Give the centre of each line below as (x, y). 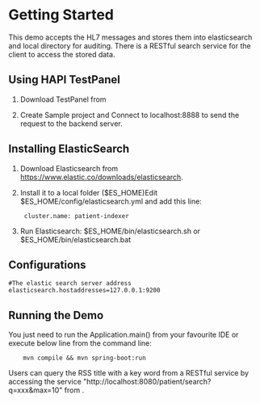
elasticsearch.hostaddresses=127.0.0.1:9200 (84, 291)
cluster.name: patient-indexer (76, 216)
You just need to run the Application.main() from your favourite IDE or (124, 335)
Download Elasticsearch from (69, 168)
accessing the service (45, 382)
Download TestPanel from (63, 99)
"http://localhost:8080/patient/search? (147, 382)
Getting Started (61, 15)
